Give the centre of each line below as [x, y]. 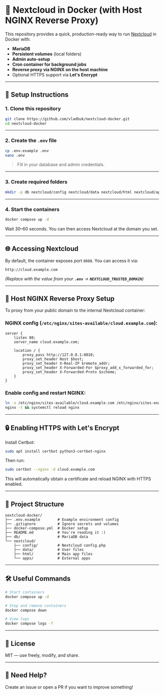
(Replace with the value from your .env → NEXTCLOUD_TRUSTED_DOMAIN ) [74, 278]
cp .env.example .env [27, 151]
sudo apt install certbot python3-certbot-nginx [55, 451]
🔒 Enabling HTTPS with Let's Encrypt [62, 428]
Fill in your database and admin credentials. [61, 165]
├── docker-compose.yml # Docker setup [47, 528]
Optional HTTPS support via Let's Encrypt [55, 74]
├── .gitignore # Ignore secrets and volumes [62, 524]
